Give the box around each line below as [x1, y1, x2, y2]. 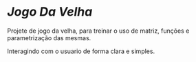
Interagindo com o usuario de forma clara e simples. [7, 47, 155, 55]
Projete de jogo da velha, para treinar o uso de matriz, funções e [7, 27, 190, 35]
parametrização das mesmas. [7, 33, 91, 42]
